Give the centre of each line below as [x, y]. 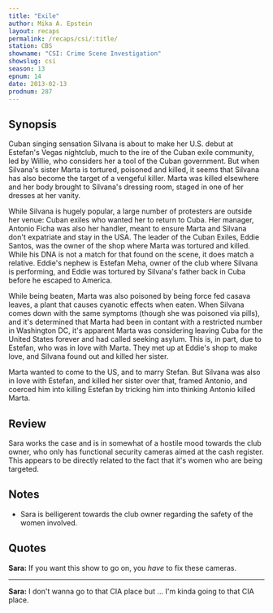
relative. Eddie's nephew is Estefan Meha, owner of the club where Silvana [133, 263]
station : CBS [30, 46]
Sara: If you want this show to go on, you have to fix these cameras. [123, 568]
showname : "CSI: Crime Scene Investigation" [85, 54]
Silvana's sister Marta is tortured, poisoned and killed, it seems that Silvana [134, 170]
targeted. [24, 469]
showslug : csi [32, 62]
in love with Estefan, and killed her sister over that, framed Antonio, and [128, 381]
